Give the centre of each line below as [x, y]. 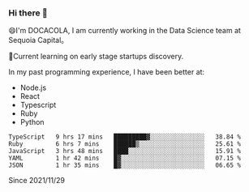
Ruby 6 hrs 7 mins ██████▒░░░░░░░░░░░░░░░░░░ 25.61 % [125, 144]
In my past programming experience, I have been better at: [107, 72]
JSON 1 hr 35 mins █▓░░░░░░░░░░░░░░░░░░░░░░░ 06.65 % [125, 165]
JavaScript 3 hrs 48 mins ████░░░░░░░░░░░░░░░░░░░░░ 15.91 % [125, 151]
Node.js [33, 87]
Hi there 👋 [28, 13]
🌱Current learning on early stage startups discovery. [96, 57]
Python [32, 122]
